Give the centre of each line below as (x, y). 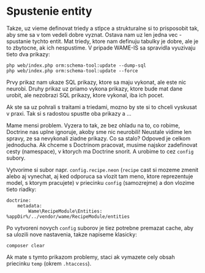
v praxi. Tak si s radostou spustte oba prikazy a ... (69, 113)
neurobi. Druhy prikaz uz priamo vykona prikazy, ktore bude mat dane (95, 88)
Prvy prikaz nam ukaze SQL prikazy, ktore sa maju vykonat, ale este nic (96, 82)
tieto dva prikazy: (28, 54)
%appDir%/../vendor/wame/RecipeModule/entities (68, 216)
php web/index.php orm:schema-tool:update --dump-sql (76, 65)
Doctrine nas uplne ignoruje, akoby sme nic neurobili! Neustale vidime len (99, 132)
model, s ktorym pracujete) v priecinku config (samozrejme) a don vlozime (100, 182)
